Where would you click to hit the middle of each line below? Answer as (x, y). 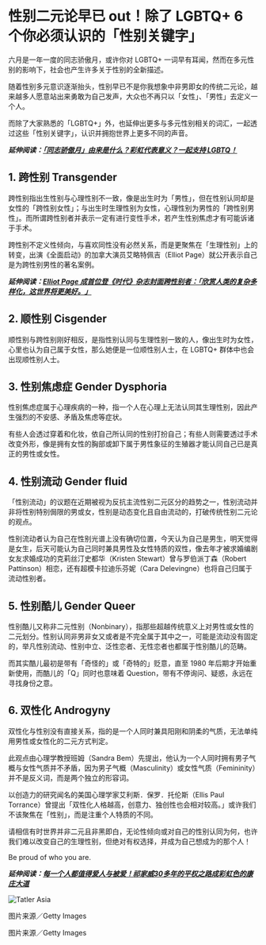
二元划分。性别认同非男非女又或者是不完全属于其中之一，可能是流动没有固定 (133, 636)
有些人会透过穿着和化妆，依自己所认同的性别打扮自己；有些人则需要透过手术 (133, 434)
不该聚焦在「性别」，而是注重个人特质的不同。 (83, 814)
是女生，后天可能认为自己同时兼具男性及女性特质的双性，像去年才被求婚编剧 (133, 549)
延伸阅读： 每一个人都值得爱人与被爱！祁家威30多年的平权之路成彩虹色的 (127, 874)
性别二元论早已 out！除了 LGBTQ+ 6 (126, 16)
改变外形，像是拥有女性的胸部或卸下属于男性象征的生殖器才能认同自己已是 (129, 444)
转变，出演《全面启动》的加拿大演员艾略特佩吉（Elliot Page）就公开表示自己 (133, 254)
